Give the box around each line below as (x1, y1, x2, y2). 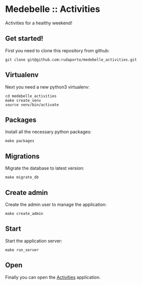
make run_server (5, 247, 39, 252)
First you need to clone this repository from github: (5, 47, 110, 53)
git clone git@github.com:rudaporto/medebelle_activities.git (5, 57, 137, 62)
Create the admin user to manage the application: (5, 201, 107, 207)
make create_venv (5, 98, 41, 103)
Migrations (5, 152, 40, 160)
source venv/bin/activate (5, 102, 59, 107)
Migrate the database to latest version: (5, 165, 85, 171)
